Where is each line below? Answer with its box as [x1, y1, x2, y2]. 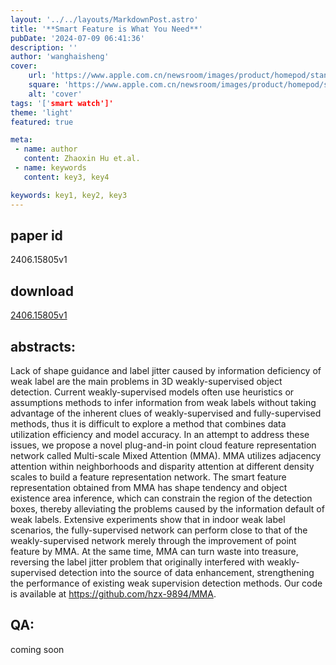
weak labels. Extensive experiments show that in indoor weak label [10, 513, 286, 525]
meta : [10, 135, 33, 145]
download [10, 282, 74, 300]
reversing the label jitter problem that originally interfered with [10, 556, 265, 568]
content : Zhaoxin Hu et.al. [23, 154, 141, 164]
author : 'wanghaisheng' [10, 52, 110, 62]
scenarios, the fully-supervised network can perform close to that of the [10, 524, 308, 536]
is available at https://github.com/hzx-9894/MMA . [10, 587, 217, 600]
